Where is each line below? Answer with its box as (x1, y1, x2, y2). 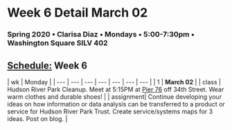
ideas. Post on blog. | (7, 114, 68, 122)
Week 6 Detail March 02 (7, 5, 148, 21)
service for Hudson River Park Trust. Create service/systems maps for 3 (7, 107, 213, 115)
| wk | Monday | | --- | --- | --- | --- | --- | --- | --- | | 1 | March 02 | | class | (7, 77, 222, 86)
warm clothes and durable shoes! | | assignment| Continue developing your (7, 92, 222, 101)
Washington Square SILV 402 (7, 38, 109, 48)
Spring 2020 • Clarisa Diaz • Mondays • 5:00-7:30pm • (7, 30, 195, 39)
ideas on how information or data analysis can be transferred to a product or (7, 100, 225, 108)
